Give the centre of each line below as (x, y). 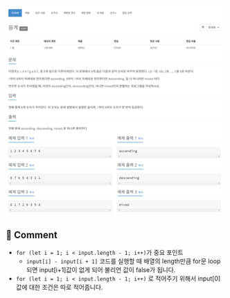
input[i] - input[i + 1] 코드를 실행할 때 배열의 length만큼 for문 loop (123, 261)
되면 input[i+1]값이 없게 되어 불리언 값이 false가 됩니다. (101, 270)
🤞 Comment (32, 235)
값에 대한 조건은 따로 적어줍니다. (59, 288)
